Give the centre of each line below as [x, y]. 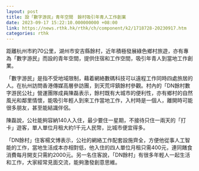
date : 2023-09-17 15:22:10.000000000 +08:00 [62, 22]
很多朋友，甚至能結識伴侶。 [40, 108]
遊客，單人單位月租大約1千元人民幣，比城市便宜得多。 [82, 128]
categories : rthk [28, 34]
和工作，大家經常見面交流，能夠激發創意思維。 [63, 162]
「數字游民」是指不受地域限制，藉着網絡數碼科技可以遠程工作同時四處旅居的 [99, 78]
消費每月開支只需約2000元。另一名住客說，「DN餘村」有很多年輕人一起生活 [98, 155]
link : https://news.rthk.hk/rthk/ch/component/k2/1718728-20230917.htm [96, 28]
